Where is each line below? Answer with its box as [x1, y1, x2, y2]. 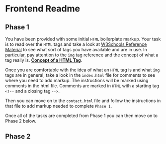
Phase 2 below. [5, 118, 36, 124]
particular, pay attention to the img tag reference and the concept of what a [5, 52, 159, 58]
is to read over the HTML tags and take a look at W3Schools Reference [5, 41, 147, 47]
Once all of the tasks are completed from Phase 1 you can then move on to [5, 113, 158, 119]
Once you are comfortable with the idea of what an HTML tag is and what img [5, 67, 160, 73]
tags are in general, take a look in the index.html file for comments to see [5, 72, 156, 78]
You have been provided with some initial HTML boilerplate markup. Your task [5, 36, 161, 42]
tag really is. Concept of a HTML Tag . [5, 57, 83, 63]
